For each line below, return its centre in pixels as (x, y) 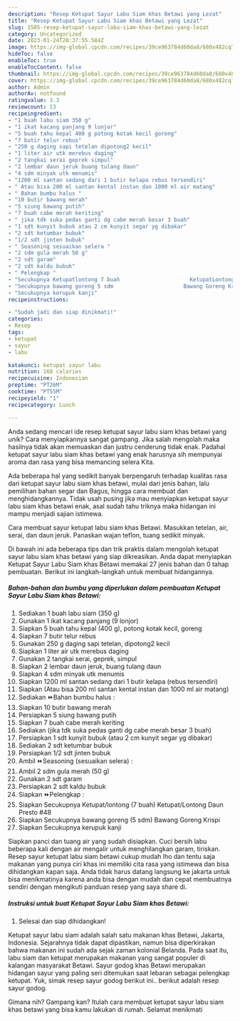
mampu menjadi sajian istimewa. (56, 513)
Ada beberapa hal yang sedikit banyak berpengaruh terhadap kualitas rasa (118, 476)
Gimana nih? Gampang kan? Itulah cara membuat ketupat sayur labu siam (116, 1002)
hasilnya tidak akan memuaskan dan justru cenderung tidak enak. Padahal (117, 446)
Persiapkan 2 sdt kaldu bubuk (62, 787)
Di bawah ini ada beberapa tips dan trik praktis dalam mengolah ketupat (114, 549)
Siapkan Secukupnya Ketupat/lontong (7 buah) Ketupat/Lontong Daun (121, 805)
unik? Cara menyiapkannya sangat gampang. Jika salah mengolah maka (114, 439)
